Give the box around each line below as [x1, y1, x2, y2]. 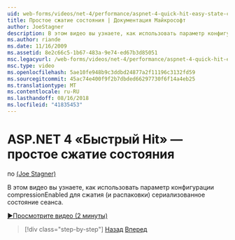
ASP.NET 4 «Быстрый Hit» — [7, 132, 183, 148]
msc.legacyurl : [7, 56, 52, 63]
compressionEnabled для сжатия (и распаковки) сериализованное [7, 190, 206, 199]
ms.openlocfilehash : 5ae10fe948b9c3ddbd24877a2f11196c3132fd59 [7, 69, 196, 76]
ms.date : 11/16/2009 [7, 43, 68, 50]
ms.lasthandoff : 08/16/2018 [7, 95, 90, 102]
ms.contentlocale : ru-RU [7, 88, 80, 95]
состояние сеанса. [7, 197, 64, 206]
